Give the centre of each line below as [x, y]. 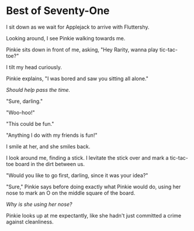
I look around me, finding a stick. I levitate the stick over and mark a [87, 158]
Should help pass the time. [38, 89]
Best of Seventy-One [58, 11]
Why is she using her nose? [39, 204]
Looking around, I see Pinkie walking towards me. [66, 38]
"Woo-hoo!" [20, 112]
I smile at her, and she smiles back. [48, 146]
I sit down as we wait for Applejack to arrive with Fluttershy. [78, 27]
